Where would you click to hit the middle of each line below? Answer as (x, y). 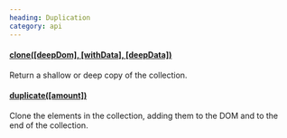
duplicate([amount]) (48, 96)
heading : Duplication (50, 18)
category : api (36, 26)
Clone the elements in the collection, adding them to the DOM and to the (143, 115)
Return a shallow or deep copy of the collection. (98, 75)
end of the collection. (49, 125)
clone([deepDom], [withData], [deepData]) (91, 55)
